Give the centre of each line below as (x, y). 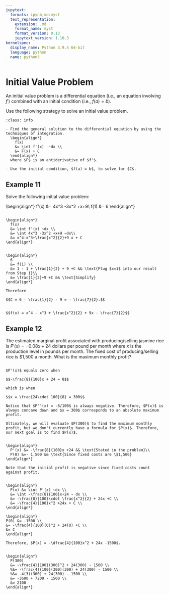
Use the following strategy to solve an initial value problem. (67, 111)
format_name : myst (34, 29)
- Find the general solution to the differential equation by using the (83, 129)
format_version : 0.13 (37, 33)
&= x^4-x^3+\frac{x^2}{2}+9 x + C (46, 238)
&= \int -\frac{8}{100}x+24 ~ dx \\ (49, 494)
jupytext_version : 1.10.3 (42, 38)
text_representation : (33, 19)
